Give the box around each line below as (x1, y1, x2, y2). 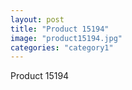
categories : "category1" (10, 42, 114, 53)
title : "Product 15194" (10, 24, 110, 34)
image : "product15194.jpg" (10, 33, 123, 43)
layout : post (10, 14, 65, 25)
